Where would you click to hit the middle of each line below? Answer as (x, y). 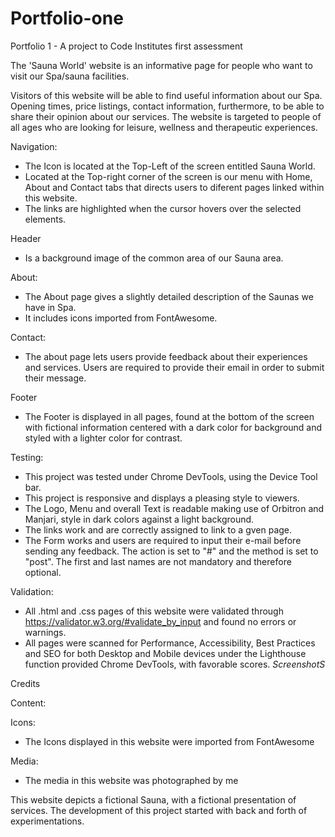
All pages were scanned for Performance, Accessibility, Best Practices (170, 643)
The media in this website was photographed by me (131, 780)
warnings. (45, 632)
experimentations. (47, 821)
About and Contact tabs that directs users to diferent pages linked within (174, 187)
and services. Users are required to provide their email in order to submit (174, 367)
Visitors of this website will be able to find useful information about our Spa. (166, 95)
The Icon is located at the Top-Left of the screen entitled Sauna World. (170, 166)
